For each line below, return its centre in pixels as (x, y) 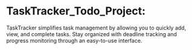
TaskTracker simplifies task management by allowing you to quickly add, (96, 28)
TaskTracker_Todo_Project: (76, 11)
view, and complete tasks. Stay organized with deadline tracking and (91, 34)
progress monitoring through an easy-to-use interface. (74, 40)
